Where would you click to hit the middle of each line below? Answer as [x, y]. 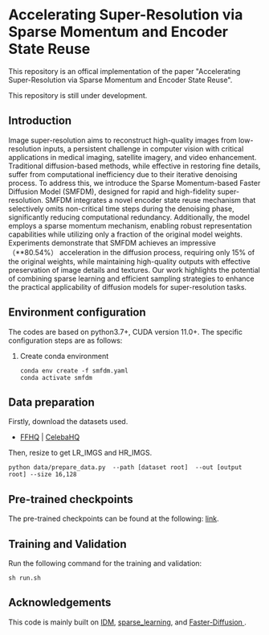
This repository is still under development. [78, 95]
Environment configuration [77, 313]
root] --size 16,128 [43, 475]
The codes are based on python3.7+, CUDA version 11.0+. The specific [126, 332]
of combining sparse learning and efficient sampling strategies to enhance [131, 278]
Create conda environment [64, 356]
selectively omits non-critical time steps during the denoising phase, [121, 208]
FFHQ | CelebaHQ [50, 437]
